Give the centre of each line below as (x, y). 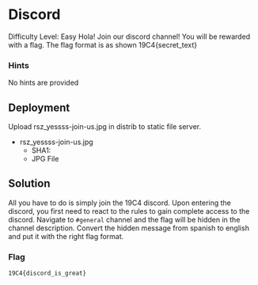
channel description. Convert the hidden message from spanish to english (129, 228)
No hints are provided (44, 83)
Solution (29, 184)
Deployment (39, 107)
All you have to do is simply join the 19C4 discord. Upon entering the (120, 203)
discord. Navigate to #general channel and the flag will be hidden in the (124, 219)
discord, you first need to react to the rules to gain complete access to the (129, 211)
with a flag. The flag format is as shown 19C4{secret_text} (103, 44)
